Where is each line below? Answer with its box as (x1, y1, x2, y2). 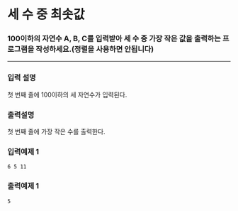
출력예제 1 (7, 181, 40, 191)
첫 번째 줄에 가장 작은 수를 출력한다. (7, 127, 106, 136)
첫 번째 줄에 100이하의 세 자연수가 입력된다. (7, 90, 127, 99)
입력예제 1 (7, 147, 40, 156)
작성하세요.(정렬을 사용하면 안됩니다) (35, 44, 154, 54)
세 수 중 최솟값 (7, 6, 85, 23)
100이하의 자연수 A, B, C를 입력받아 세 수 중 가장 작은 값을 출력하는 (7, 33, 221, 43)
